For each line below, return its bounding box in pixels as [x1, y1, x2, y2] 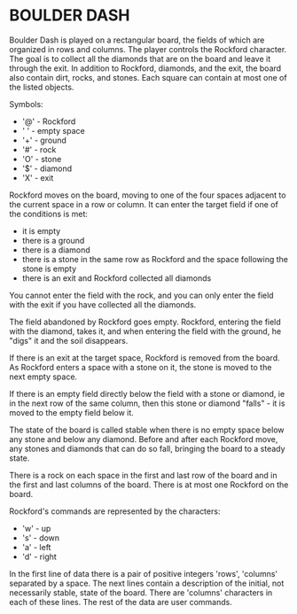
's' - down [21, 532, 60, 543]
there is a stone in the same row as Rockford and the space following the [21, 253, 289, 264]
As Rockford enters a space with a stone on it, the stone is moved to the [9, 361, 272, 372]
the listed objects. [9, 82, 74, 92]
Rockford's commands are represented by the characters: [9, 506, 221, 517]
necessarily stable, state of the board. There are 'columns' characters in [9, 587, 273, 598]
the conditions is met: [9, 208, 89, 219]
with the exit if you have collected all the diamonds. [9, 299, 197, 310]
